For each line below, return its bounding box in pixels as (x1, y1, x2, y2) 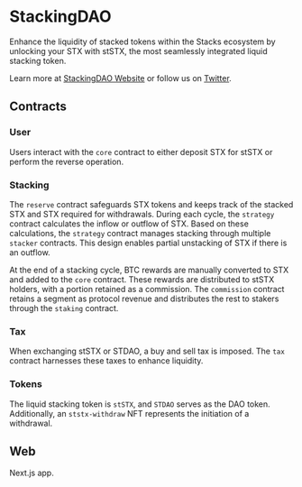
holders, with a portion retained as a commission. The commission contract (9, 283, 285, 294)
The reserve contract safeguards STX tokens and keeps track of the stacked (9, 198, 294, 209)
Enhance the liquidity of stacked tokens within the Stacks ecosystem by (9, 36, 277, 47)
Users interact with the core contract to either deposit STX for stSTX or (9, 146, 273, 157)
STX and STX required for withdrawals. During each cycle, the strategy (9, 208, 275, 219)
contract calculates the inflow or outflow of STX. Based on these (9, 218, 250, 229)
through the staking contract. (9, 302, 119, 313)
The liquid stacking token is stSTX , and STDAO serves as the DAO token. (9, 399, 270, 409)
